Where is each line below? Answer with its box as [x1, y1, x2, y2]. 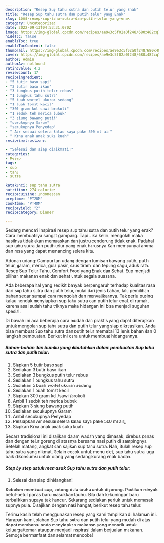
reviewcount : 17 [5, 70, 38, 75]
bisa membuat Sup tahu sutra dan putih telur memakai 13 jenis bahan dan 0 [5, 328, 156, 334]
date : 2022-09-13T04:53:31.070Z [5, 25, 71, 30]
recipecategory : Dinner [5, 210, 54, 215]
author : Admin [5, 57, 35, 62]
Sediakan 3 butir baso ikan [12, 367, 66, 373]
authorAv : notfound [5, 61, 45, 66]
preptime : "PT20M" [5, 196, 43, 201]
